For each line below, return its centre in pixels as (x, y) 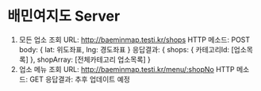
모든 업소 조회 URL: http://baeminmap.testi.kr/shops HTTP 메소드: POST (134, 40)
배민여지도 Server (64, 16)
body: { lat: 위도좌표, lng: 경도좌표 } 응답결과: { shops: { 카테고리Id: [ (127, 49)
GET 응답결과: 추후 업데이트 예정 (80, 79)
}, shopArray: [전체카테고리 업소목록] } (90, 59)
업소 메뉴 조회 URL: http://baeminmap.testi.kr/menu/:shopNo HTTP (127, 69)
